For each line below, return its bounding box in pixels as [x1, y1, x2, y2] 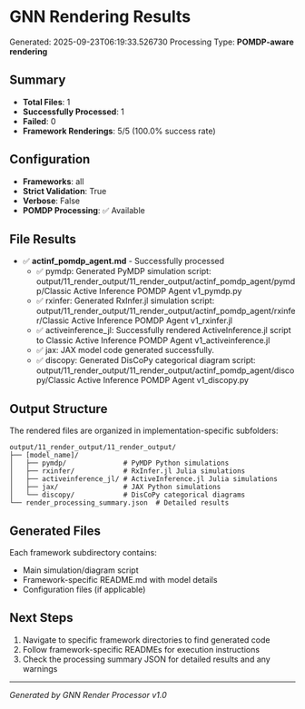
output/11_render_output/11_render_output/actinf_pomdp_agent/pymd [35, 276, 296, 287]
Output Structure [9, 401, 108, 417]
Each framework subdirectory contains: [9, 547, 157, 557]
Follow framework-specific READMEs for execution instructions [22, 644, 261, 655]
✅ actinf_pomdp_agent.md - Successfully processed [22, 256, 225, 267]
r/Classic [35, 315, 70, 326]
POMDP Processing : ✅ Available [22, 204, 145, 215]
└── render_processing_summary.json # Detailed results [9, 498, 230, 507]
